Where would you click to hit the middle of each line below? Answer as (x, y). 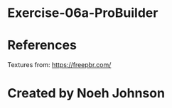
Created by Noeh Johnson (86, 94)
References (42, 46)
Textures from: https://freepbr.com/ (59, 65)
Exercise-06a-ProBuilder (83, 13)
